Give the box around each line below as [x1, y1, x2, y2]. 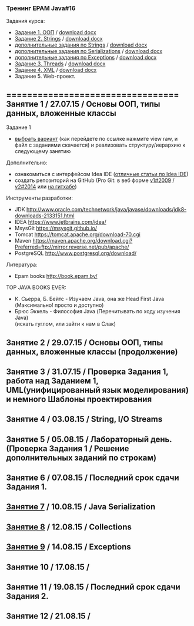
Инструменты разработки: [6, 194, 73, 201]
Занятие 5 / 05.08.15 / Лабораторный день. [6, 434, 172, 444]
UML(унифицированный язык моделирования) [6, 385, 189, 395]
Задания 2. [6, 591, 49, 601]
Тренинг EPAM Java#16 [6, 4, 76, 12]
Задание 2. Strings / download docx [14, 35, 103, 42]
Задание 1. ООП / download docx [14, 29, 96, 36]
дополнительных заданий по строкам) [6, 452, 157, 463]
